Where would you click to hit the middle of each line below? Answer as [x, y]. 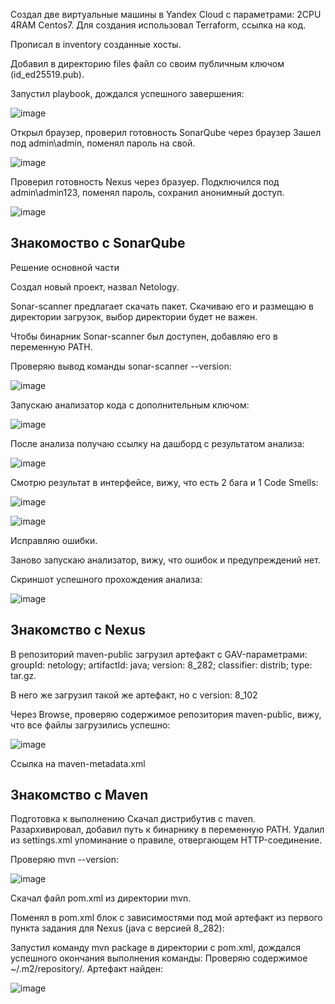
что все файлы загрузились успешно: [90, 725]
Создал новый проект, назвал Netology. [95, 286]
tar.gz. [23, 675]
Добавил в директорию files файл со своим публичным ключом [147, 63]
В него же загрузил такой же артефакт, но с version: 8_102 [134, 695]
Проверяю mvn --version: [65, 860]
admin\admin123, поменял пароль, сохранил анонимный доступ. [147, 192]
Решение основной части [65, 267]
